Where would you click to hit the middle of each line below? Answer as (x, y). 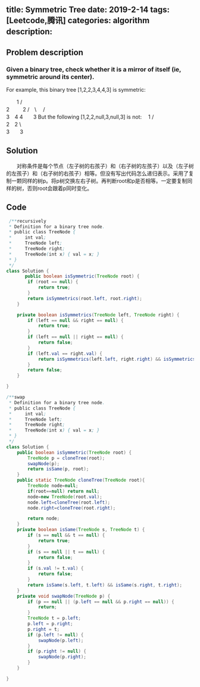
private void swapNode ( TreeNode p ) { (64, 596)
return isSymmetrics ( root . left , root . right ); (85, 298)
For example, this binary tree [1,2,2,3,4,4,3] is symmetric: (76, 90)
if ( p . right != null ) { (57, 651)
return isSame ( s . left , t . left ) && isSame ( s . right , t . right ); (105, 585)
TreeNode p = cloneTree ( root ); (66, 458)
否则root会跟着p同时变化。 (59, 188)
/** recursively (27, 221)
